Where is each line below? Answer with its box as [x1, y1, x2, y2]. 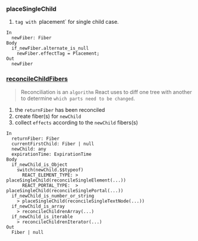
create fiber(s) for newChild [14, 112, 81, 120]
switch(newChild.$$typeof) [17, 167, 84, 173]
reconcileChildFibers [6, 75, 68, 83]
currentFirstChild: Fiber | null [11, 140, 95, 147]
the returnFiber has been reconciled [14, 106, 105, 113]
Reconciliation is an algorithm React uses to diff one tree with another [20, 88, 192, 95]
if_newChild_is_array [11, 203, 65, 209]
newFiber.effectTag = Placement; [17, 51, 100, 57]
